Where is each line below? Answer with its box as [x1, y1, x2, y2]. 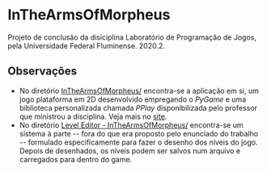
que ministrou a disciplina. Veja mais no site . [19, 111, 167, 121]
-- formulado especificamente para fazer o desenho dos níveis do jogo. [19, 137, 258, 147]
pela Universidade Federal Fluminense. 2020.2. [7, 40, 165, 50]
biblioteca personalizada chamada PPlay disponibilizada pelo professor [19, 103, 258, 112]
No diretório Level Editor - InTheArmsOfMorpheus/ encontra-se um [19, 120, 244, 130]
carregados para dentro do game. [19, 154, 133, 164]
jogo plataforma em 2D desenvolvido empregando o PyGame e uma [19, 94, 247, 104]
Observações [7, 65, 78, 78]
